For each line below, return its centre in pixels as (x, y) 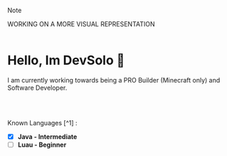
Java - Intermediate (47, 136)
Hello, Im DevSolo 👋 (66, 61)
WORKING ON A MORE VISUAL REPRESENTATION (81, 24)
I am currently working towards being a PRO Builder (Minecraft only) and (114, 80)
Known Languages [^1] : (42, 123)
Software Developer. (37, 88)
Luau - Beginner (42, 145)
